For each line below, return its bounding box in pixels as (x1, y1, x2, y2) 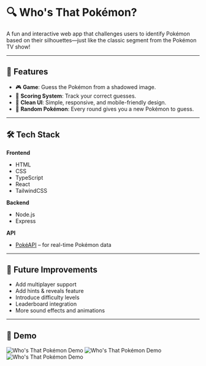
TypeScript (15, 174, 44, 181)
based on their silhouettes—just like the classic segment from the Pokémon (6, 36, 197, 44)
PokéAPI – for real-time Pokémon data (15, 241, 112, 248)
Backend (6, 198, 29, 206)
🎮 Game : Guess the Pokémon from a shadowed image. (15, 83, 156, 90)
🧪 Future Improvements (6, 264, 98, 274)
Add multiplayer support (15, 281, 77, 288)
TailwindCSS (15, 187, 48, 194)
